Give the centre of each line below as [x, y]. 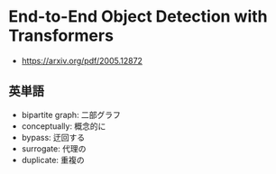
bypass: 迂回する [53, 137]
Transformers [61, 36]
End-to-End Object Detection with [138, 17]
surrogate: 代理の [54, 148]
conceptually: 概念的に [64, 126]
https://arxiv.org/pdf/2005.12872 [82, 60]
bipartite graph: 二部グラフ [71, 114]
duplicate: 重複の [53, 160]
